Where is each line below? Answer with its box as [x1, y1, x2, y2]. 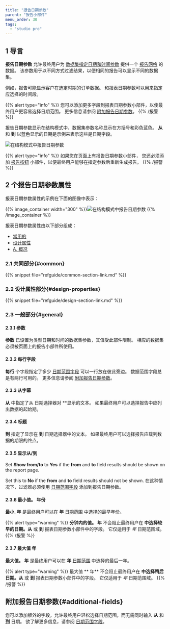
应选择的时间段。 [5, 91, 41, 97]
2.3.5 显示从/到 [5, 450, 37, 456]
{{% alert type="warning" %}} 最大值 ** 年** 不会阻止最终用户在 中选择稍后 [5, 568, 164, 574]
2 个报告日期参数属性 [5, 181, 72, 189]
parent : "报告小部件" [5, 12, 47, 17]
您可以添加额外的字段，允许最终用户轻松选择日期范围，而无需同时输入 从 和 [5, 612, 164, 618]
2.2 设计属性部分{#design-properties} [5, 285, 101, 292]
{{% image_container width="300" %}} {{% [5, 206, 155, 212]
